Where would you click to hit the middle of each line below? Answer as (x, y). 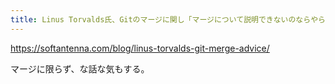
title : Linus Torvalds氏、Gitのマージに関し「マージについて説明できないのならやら (168, 19)
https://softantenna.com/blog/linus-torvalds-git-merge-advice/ (140, 48)
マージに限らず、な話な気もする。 (80, 68)
